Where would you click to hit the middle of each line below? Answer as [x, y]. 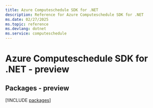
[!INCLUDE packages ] [28, 100]
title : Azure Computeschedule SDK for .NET [52, 10]
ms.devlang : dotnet [26, 29]
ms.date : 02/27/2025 [27, 19]
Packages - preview [37, 88]
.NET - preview [37, 69]
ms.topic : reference [27, 24]
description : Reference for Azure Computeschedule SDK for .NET [74, 15]
